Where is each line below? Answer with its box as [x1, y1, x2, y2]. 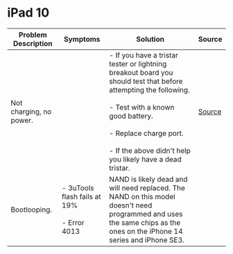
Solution [136, 34, 165, 44]
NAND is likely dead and [109, 174, 189, 184]
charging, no [10, 106, 52, 116]
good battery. [109, 111, 154, 121]
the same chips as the [109, 217, 181, 227]
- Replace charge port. [109, 128, 184, 138]
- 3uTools [61, 183, 94, 192]
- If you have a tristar [109, 50, 179, 60]
